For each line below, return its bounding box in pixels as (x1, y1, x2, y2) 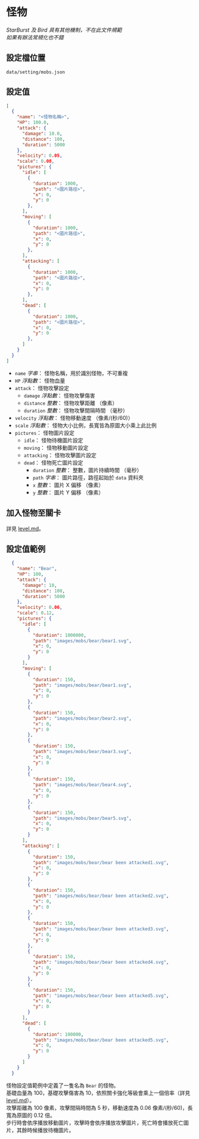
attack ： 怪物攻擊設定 (14, 384, 70, 391)
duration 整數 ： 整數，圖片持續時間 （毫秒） (32, 466, 142, 473)
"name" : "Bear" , (17, 566, 58, 572)
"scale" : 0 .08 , (17, 159, 55, 165)
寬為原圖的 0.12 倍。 (6, 1112, 55, 1119)
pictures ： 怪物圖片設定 (14, 429, 75, 436)
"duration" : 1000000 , (32, 632, 86, 638)
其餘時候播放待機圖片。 (16, 1126, 74, 1134)
